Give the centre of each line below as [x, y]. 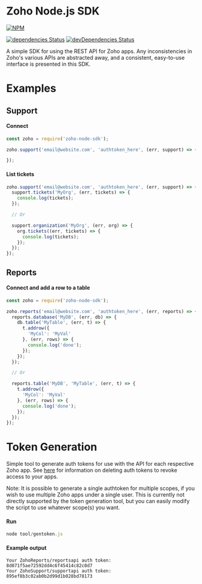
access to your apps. [32, 477]
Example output [26, 548]
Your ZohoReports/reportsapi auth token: [59, 560]
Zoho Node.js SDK [53, 11]
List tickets [20, 174]
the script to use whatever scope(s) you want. [63, 507]
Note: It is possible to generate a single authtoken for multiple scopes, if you [101, 488]
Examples [31, 88]
